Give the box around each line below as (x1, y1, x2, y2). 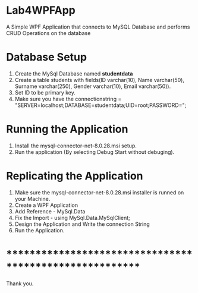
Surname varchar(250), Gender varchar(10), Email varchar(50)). (14, 83, 171, 90)
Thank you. (6, 280, 34, 287)
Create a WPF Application (14, 201, 78, 209)
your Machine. (14, 195, 51, 202)
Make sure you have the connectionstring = (14, 95, 122, 102)
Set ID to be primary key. (14, 89, 76, 96)
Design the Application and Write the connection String (14, 220, 150, 228)
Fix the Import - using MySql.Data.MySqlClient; (14, 214, 131, 221)
